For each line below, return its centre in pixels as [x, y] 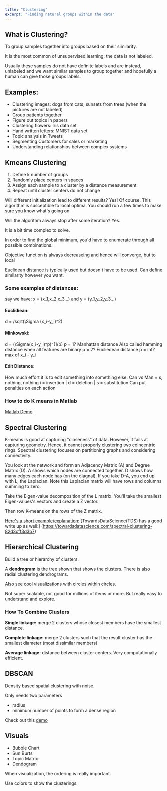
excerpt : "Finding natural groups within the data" [60, 14]
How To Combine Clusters [37, 612]
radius [19, 705]
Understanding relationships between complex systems [70, 147]
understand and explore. [30, 599]
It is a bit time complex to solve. [38, 230]
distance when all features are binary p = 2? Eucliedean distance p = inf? [80, 349]
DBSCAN [19, 673]
